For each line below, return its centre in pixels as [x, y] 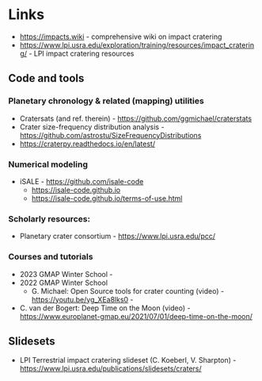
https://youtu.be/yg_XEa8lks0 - [82, 299]
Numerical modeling [48, 164]
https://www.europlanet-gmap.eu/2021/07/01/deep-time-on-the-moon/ [136, 316]
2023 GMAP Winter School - [66, 274]
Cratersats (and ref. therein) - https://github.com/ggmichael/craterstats [135, 118]
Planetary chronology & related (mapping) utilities [106, 101]
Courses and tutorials [51, 257]
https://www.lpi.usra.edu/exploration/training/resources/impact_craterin [137, 44]
